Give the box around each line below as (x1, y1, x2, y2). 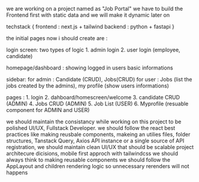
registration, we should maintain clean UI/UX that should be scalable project (6, 144, 194, 150)
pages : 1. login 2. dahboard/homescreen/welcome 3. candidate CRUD (6, 94, 180, 101)
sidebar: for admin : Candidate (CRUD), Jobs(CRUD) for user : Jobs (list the (6, 76, 192, 83)
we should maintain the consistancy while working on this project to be (6, 118, 182, 125)
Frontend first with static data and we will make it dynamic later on (6, 11, 170, 19)
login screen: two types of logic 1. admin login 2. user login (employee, (6, 46, 181, 53)
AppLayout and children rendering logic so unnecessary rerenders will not (6, 163, 189, 169)
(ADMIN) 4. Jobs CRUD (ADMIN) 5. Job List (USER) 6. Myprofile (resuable (6, 100, 189, 107)
